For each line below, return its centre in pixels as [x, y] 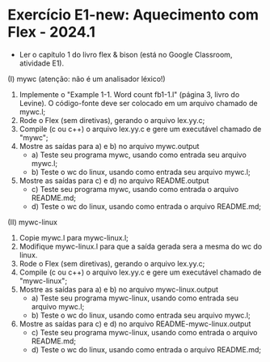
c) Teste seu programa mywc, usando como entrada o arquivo [135, 189]
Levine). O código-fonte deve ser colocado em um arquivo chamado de [138, 103]
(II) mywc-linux [33, 222]
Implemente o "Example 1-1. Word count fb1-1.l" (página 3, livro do [129, 94]
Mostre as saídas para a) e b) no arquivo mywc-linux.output [119, 289]
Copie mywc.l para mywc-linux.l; [74, 237]
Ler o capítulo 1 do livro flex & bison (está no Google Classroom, [126, 54]
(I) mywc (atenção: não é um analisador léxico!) [87, 79]
